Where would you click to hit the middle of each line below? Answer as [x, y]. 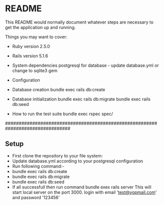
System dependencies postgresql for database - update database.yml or [85, 65]
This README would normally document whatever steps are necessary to [79, 22]
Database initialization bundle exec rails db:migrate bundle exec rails [81, 99]
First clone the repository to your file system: [57, 155]
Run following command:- [38, 166]
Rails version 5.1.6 [30, 56]
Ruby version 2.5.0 [31, 46]
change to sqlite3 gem [35, 70]
